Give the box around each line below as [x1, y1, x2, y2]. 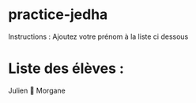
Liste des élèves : [8, 59, 125, 78]
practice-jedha [8, 6, 108, 24]
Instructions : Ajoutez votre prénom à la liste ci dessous [8, 32, 189, 41]
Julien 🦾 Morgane [8, 86, 66, 95]
